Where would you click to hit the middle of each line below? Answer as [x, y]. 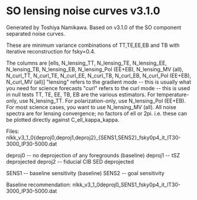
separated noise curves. [35, 33]
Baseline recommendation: [39, 185]
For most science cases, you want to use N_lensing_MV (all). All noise [91, 107]
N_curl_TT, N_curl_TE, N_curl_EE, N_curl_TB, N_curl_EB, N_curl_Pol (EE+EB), [98, 75]
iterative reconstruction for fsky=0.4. [51, 51]
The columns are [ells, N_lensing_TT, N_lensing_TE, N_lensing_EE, [87, 63]
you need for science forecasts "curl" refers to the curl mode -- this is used [98, 88]
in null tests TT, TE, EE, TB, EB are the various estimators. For [81, 94]
